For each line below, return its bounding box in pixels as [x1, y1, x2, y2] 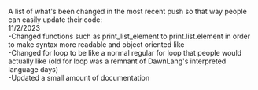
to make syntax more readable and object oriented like [8, 40, 185, 49]
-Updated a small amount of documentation [8, 74, 150, 82]
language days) [8, 65, 59, 74]
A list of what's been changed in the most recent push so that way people [8, 7, 248, 16]
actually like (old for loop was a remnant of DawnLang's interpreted [8, 56, 227, 66]
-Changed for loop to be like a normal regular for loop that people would [8, 49, 242, 57]
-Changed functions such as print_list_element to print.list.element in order [8, 31, 251, 41]
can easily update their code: [8, 15, 103, 24]
